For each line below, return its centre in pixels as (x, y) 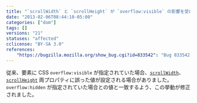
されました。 (21, 94)
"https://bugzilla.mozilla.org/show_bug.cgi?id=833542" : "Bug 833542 (103, 55)
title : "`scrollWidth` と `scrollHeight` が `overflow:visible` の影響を (95, 11)
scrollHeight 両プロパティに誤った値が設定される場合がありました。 (89, 80)
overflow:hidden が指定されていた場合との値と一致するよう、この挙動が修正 (98, 87)
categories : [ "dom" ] (31, 22)
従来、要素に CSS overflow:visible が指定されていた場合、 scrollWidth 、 (95, 72)
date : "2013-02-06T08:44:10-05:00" (50, 17)
